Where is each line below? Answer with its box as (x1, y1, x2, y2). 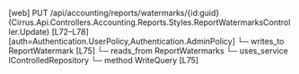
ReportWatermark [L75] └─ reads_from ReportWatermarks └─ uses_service (8, 45, 288, 56)
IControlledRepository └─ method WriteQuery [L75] (8, 55, 199, 65)
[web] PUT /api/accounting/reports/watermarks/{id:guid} (8, 8, 220, 18)
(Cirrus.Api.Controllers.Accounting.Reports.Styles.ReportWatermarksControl (8, 17, 291, 28)
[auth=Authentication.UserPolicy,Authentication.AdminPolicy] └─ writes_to (8, 36, 285, 46)
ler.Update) (8, 27, 50, 37)
